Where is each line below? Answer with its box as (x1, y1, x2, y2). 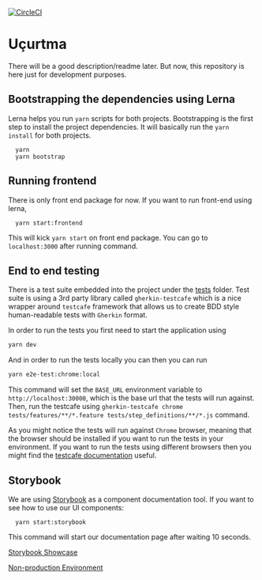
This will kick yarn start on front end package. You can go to (8, 233, 208, 242)
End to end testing (8, 263, 100, 277)
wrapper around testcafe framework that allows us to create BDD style (8, 301, 239, 312)
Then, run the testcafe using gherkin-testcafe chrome (8, 402, 184, 411)
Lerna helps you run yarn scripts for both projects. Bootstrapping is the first (8, 113, 254, 123)
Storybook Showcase (8, 547, 78, 557)
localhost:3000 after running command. (8, 241, 138, 251)
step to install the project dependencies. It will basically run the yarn (8, 122, 230, 131)
